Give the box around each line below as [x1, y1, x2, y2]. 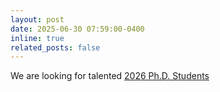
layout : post [10, 14, 65, 25]
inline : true [10, 33, 65, 43]
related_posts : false [10, 42, 101, 53]
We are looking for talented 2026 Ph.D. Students [10, 70, 210, 82]
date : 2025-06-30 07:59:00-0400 [10, 24, 145, 34]
